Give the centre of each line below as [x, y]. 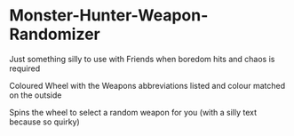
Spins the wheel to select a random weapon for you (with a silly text [133, 112]
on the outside [36, 95]
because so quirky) [44, 122]
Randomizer [55, 34]
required [25, 68]
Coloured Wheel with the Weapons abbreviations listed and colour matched [147, 85]
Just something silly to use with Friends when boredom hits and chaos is [142, 59]
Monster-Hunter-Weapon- [109, 16]
